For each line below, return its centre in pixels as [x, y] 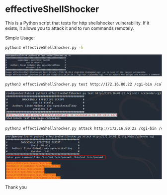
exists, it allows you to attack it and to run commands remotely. [70, 28]
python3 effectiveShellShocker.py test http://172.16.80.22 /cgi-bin [79, 85]
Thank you [16, 187]
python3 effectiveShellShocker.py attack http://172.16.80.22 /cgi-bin [81, 129]
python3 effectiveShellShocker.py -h [44, 48]
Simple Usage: [20, 38]
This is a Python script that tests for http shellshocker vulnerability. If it [77, 23]
